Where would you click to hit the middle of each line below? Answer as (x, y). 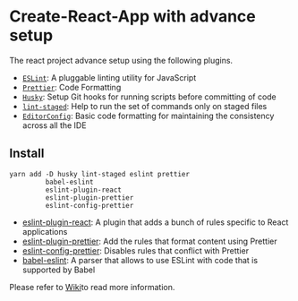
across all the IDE (54, 125)
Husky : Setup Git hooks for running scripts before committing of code (149, 97)
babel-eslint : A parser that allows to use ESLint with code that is (140, 260)
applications (45, 231)
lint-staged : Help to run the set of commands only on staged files (145, 106)
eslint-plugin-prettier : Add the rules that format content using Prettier (149, 241)
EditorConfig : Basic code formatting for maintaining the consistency (148, 116)
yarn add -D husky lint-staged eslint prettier (100, 174)
